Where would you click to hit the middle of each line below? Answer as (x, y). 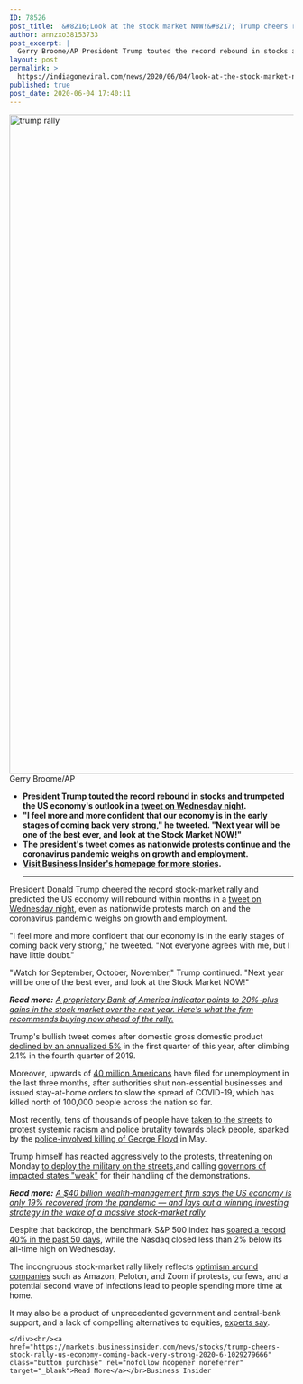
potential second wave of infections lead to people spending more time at (146, 1285)
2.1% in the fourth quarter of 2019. (73, 1056)
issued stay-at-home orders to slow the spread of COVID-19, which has (142, 1092)
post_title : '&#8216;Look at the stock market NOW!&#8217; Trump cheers (149, 26)
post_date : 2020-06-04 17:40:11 (70, 93)
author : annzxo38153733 (54, 34)
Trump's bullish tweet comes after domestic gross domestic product (136, 1036)
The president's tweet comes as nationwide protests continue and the (156, 844)
